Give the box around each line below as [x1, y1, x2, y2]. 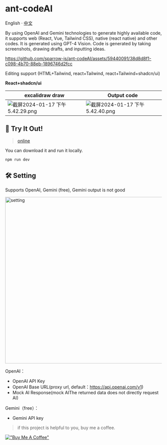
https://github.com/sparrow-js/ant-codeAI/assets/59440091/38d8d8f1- [5, 55, 152, 61]
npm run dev [5, 157, 30, 162]
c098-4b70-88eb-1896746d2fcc [5, 61, 73, 67]
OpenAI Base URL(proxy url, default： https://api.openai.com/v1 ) [12, 384, 144, 390]
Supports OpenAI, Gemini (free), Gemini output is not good [5, 187, 125, 193]
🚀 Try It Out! [5, 125, 43, 133]
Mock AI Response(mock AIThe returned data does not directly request [12, 390, 159, 396]
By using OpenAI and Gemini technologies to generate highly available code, [5, 30, 162, 36]
